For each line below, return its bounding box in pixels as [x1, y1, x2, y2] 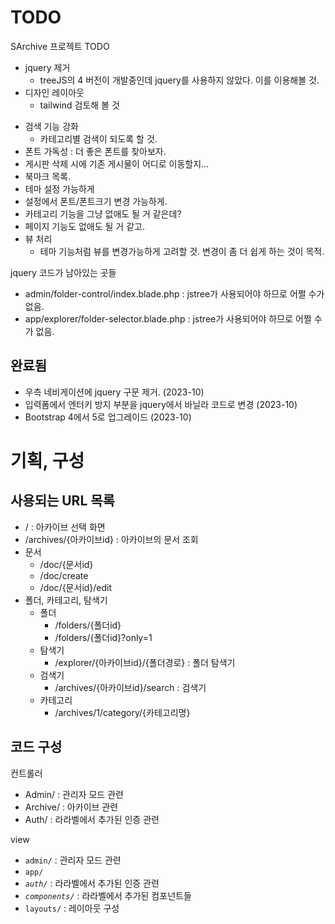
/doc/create [39, 569, 89, 581]
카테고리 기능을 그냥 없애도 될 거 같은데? [24, 207, 182, 220]
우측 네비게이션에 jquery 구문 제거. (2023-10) [24, 386, 205, 398]
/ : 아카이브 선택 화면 [24, 521, 106, 533]
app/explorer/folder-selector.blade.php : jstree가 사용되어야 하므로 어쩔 [24, 312, 312, 325]
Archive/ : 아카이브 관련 [24, 801, 119, 813]
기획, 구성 [10, 449, 85, 472]
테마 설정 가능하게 [24, 182, 95, 195]
